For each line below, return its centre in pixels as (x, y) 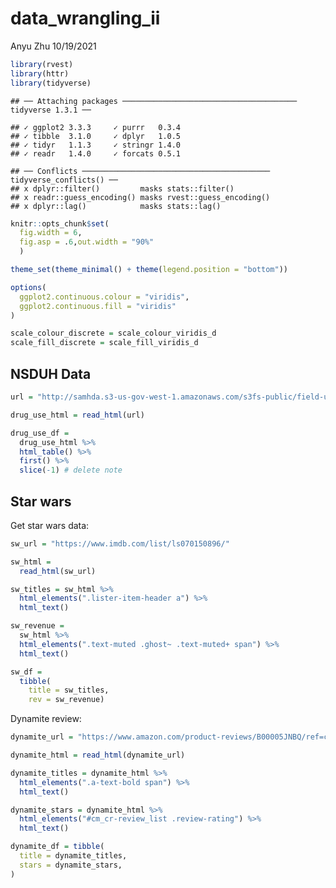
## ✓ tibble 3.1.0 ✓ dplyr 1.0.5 (96, 136)
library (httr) (40, 73)
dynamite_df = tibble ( (57, 847)
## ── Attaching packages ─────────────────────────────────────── (154, 101)
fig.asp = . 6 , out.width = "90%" (87, 242)
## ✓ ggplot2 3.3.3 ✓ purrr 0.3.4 (96, 127)
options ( (28, 287)
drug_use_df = (40, 433)
